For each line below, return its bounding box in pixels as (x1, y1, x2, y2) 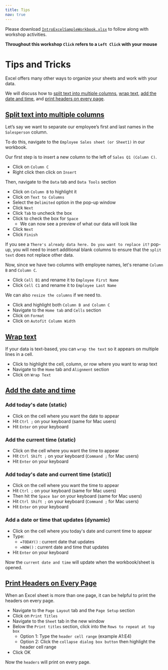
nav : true (5, 12, 26, 17)
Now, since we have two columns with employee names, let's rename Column (5, 262, 163, 268)
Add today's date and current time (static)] (5, 471, 111, 478)
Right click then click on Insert (12, 169, 77, 175)
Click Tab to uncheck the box (12, 210, 72, 216)
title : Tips (5, 7, 30, 13)
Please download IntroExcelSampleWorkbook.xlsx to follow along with (5, 26, 149, 32)
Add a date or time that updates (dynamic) (5, 516, 110, 523)
